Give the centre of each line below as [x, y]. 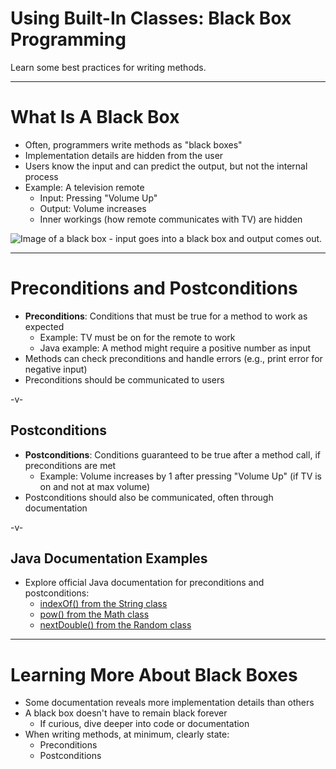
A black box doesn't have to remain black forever [126, 713]
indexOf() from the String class [103, 604]
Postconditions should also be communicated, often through [149, 497]
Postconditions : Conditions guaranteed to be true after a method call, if [172, 454]
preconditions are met [70, 465]
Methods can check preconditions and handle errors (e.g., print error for [173, 358]
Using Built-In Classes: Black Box [151, 18]
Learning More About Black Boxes [154, 674]
